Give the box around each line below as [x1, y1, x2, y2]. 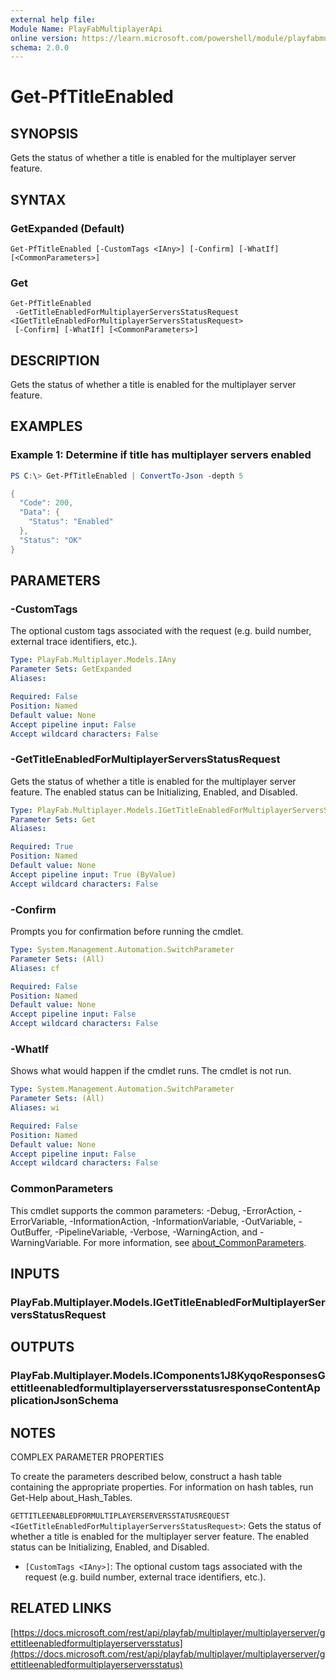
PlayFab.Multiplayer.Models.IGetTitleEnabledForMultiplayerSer [10, 1295, 326, 1309]
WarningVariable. [10, 1236, 82, 1248]
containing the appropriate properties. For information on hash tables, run [10, 1481, 314, 1493]
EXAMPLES [10, 418, 83, 435]
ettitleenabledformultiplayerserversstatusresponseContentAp [10, 1381, 321, 1395]
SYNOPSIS [10, 125, 79, 142]
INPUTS [10, 1266, 60, 1282]
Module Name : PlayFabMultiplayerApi [10, 24, 163, 34]
